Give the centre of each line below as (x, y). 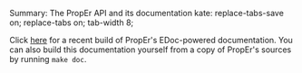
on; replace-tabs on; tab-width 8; (72, 23)
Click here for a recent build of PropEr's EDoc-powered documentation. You (151, 40)
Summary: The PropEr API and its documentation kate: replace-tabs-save (146, 13)
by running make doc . (48, 59)
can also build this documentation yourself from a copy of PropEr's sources (151, 50)
